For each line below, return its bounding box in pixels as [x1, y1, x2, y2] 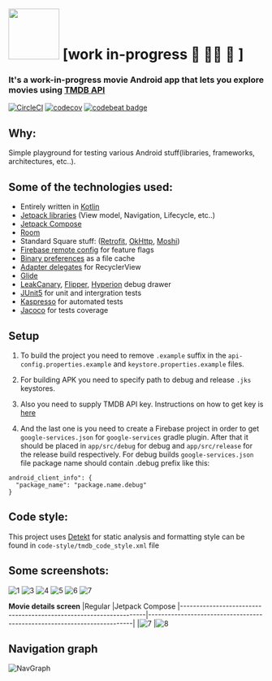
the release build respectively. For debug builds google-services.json [19, 449, 254, 459]
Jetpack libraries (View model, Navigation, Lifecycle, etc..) [19, 210, 216, 220]
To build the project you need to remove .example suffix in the [19, 350, 227, 360]
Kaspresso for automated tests [19, 297, 123, 306]
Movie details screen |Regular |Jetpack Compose [8, 601, 176, 611]
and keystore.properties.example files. [113, 358, 245, 369]
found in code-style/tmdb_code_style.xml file [8, 540, 160, 550]
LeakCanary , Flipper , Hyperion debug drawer [19, 280, 172, 289]
